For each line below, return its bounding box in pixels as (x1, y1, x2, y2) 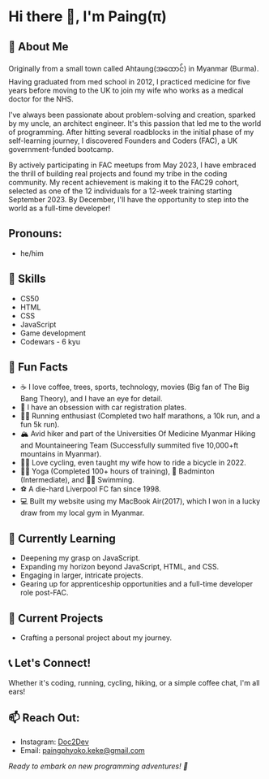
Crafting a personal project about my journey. (19, 633, 173, 643)
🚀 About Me (8, 40, 69, 54)
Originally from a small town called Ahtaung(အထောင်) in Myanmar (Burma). (8, 64, 259, 73)
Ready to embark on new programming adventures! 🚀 (8, 761, 189, 771)
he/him (19, 248, 45, 258)
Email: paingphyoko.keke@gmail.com (19, 745, 146, 755)
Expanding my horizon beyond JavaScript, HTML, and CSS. (19, 562, 220, 572)
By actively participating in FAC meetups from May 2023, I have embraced (8, 160, 257, 170)
